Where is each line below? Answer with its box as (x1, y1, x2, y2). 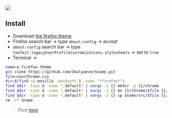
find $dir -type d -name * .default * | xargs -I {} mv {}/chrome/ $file (5, 88, 159, 93)
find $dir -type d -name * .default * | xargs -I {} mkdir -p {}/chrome (5, 83, 159, 89)
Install (5, 19, 26, 28)
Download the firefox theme (12, 33, 72, 39)
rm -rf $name (5, 98, 33, 103)
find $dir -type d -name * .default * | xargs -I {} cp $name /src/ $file (5, 93, 159, 98)
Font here (17, 107, 38, 113)
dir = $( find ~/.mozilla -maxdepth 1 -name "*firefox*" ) (5, 79, 125, 84)
